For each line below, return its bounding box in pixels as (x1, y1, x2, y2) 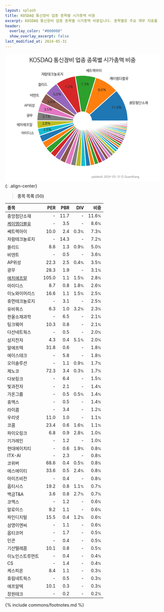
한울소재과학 (7, 313, 31, 319)
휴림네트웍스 (7, 575, 31, 582)
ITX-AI (7, 452, 21, 459)
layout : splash (5, 8, 36, 13)
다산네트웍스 (7, 329, 31, 335)
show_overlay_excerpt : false (9, 34, 69, 39)
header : (5, 24, 21, 28)
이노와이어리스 (7, 290, 35, 297)
